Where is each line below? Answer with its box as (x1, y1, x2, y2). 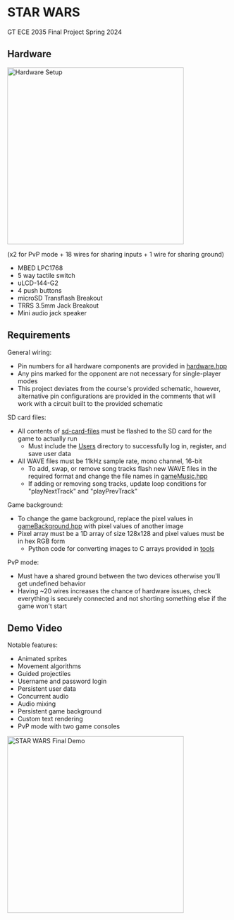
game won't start (17, 602, 68, 610)
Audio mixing (17, 699, 56, 708)
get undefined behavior (17, 579, 86, 588)
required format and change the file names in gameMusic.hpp (27, 472, 208, 480)
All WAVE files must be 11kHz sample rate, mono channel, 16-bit (17, 457, 202, 465)
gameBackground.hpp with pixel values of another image (17, 521, 184, 530)
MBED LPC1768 (17, 263, 63, 272)
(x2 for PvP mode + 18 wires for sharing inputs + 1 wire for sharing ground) (7, 250, 224, 258)
